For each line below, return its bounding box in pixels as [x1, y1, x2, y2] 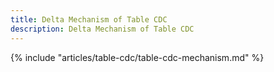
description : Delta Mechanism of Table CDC [10, 24, 195, 34]
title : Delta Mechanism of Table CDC [10, 14, 168, 25]
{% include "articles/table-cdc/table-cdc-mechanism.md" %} [10, 51, 265, 63]
